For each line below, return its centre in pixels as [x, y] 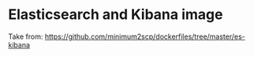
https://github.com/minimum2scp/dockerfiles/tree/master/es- [145, 36]
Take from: [26, 36]
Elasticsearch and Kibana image [116, 15]
